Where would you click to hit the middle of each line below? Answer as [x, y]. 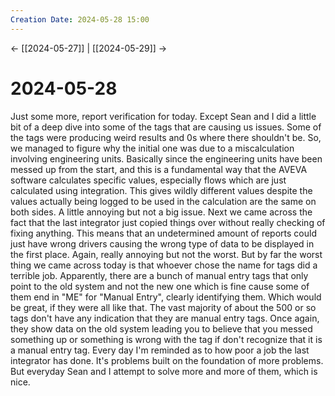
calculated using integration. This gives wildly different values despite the [161, 190]
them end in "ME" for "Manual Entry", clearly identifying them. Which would [166, 297]
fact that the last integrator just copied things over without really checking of [168, 222]
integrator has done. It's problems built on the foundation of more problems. [167, 360]
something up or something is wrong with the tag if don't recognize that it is [166, 339]
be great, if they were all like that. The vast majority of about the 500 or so [163, 307]
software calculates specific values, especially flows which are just [148, 180]
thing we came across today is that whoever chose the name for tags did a [164, 265]
